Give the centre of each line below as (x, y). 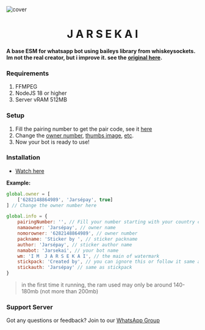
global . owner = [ (28, 194)
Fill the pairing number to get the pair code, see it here (84, 129)
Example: (19, 183)
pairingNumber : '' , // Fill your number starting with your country (106, 222)
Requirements (28, 73)
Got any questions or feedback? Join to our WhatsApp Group (83, 320)
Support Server (30, 307)
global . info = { (27, 216)
